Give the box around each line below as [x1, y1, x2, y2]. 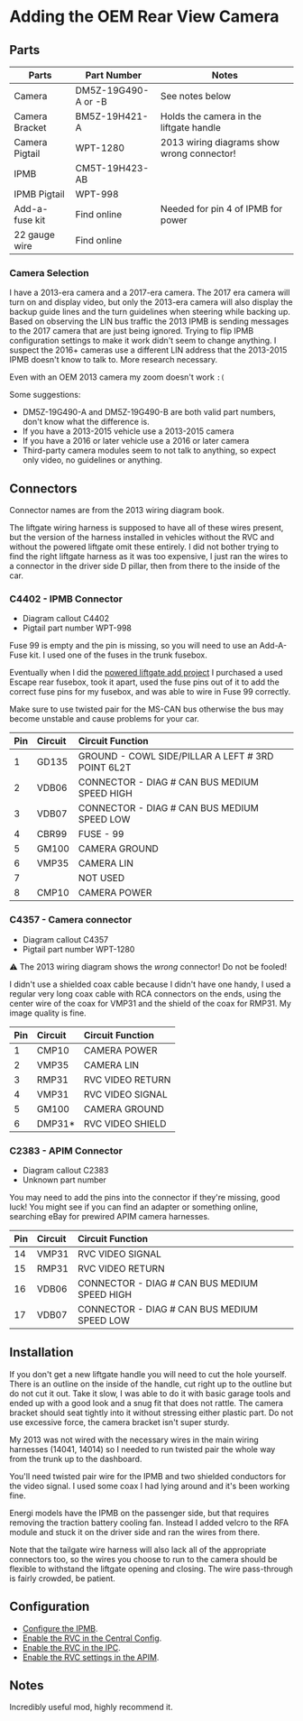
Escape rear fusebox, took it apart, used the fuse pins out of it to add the [9, 676, 280, 687]
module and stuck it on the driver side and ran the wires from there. [9, 1526, 261, 1537]
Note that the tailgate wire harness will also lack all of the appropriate [9, 1544, 267, 1555]
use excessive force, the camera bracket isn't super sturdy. [9, 1416, 230, 1427]
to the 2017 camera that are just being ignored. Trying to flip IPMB [9, 326, 254, 336]
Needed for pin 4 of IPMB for [161, 203, 283, 215]
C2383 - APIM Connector [9, 1144, 124, 1156]
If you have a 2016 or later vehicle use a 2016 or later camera [22, 436, 250, 446]
